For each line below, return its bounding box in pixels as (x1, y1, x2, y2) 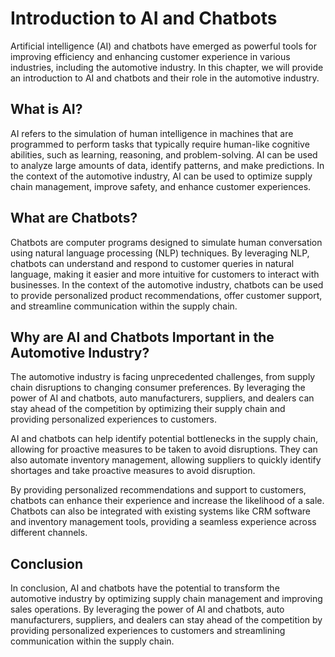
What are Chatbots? (10, 210, 138, 227)
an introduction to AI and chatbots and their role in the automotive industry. (10, 72, 320, 84)
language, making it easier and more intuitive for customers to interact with (10, 268, 320, 280)
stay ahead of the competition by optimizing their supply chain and (10, 403, 286, 415)
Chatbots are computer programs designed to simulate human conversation (10, 236, 323, 248)
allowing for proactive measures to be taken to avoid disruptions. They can (10, 443, 318, 456)
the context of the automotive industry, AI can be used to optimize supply (10, 170, 313, 182)
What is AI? (10, 101, 83, 118)
